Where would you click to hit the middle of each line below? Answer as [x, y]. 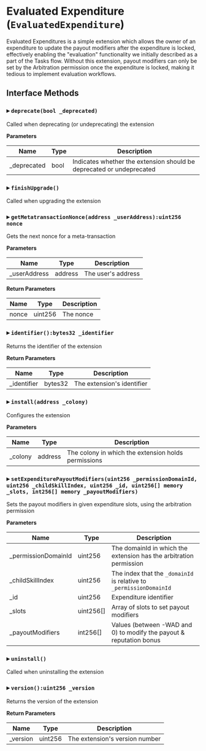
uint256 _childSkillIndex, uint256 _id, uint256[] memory [95, 485]
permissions [85, 460]
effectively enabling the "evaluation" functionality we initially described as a [102, 54]
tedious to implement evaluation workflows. [61, 74]
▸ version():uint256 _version [51, 688]
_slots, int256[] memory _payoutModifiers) [72, 491]
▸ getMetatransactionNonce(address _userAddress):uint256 [94, 217]
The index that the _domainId [152, 574]
